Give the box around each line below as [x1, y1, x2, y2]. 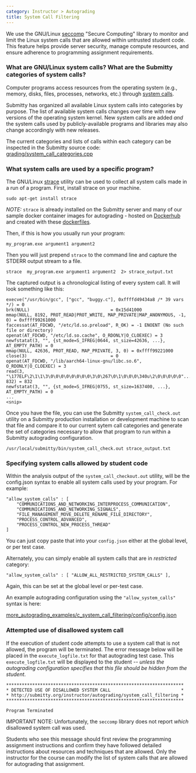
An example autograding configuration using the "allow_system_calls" [6, 594, 176, 601]
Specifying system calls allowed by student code [6, 459, 148, 467]
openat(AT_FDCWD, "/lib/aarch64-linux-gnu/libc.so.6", [6, 358, 142, 364]
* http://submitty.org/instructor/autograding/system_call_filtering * [6, 692, 184, 698]
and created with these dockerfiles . [6, 218, 92, 225]
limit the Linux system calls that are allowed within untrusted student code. [6, 36, 185, 43]
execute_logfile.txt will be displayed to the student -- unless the [6, 658, 164, 665]
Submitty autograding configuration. [6, 435, 93, 442]
